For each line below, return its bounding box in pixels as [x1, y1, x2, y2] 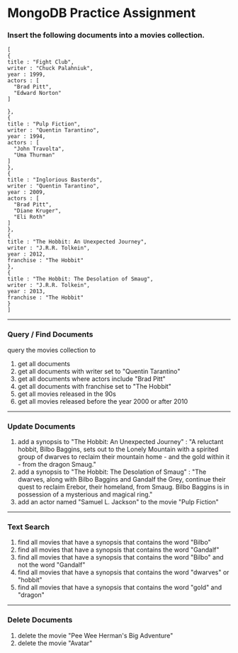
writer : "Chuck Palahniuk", [7, 65, 93, 72]
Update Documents [7, 421, 76, 431]
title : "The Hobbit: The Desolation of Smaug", [7, 276, 154, 283]
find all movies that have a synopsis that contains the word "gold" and [17, 583, 222, 592]
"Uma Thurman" [13, 152, 55, 159]
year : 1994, [7, 133, 46, 140]
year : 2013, [7, 288, 46, 295]
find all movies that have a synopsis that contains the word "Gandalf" [17, 545, 220, 554]
